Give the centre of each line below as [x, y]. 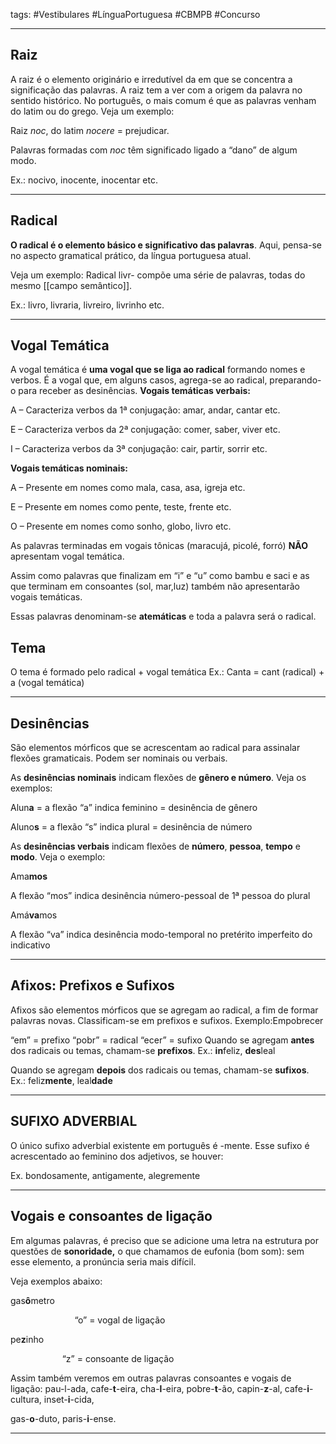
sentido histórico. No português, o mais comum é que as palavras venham [163, 100]
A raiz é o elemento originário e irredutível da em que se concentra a [151, 79]
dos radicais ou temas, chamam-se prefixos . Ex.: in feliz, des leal [143, 1050]
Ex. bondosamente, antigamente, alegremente [105, 1175]
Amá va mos [34, 915]
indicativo [30, 945]
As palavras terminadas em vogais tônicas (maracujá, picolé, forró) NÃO [159, 546]
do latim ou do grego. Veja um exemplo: [92, 111]
